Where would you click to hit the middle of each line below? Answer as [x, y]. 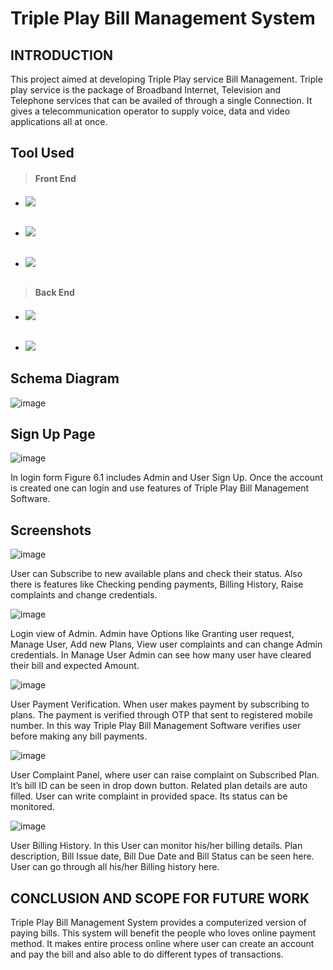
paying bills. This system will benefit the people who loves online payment [163, 933]
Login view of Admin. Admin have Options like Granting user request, [152, 634]
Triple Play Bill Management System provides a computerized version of [158, 923]
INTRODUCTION [62, 55]
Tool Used [42, 153]
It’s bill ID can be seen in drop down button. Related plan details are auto [159, 786]
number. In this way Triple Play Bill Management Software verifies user [156, 726]
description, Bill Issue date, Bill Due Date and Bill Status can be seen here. [162, 856]
